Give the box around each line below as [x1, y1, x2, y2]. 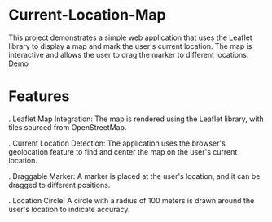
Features [8, 87, 70, 106]
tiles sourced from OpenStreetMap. [8, 122, 127, 132]
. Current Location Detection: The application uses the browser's [8, 138, 226, 148]
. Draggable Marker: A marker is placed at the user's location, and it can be [8, 171, 261, 181]
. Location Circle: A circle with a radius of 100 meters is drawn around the [8, 195, 255, 205]
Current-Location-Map [8, 6, 167, 24]
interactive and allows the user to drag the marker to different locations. [8, 50, 249, 59]
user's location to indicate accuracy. [8, 204, 130, 214]
